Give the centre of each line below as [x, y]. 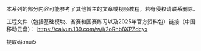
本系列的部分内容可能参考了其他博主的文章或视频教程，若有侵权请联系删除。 [102, 9]
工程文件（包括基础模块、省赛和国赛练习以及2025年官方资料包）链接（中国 [101, 22]
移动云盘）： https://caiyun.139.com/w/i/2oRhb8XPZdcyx [77, 29]
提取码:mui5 [21, 42]
